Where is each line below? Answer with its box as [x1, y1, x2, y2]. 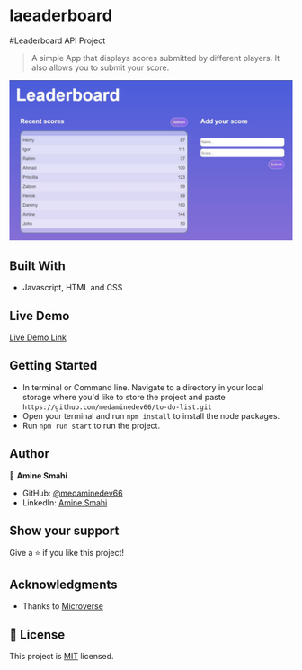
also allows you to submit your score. [31, 62, 170, 73]
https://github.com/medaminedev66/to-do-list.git [22, 402, 213, 412]
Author [9, 446, 49, 461]
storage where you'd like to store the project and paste [22, 391, 226, 402]
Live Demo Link [9, 332, 67, 343]
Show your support [9, 523, 120, 539]
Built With [9, 258, 66, 273]
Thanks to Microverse [22, 601, 103, 612]
